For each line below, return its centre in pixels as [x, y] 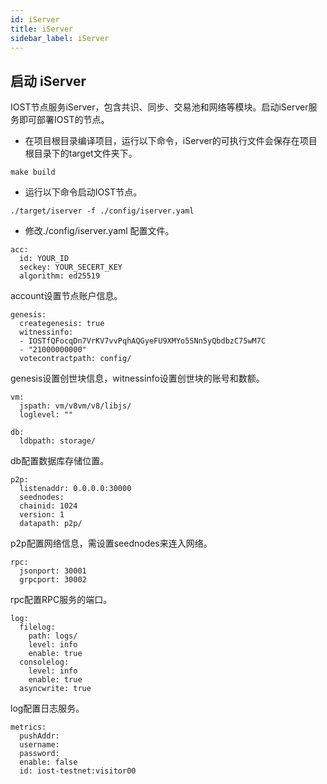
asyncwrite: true [55, 689]
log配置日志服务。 [47, 708]
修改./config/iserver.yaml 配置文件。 [99, 231]
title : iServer [42, 29]
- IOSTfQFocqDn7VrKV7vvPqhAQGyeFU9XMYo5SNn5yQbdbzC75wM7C [143, 341]
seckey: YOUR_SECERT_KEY [71, 267]
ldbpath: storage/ [58, 441]
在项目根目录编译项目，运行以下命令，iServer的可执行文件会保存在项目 [171, 141]
